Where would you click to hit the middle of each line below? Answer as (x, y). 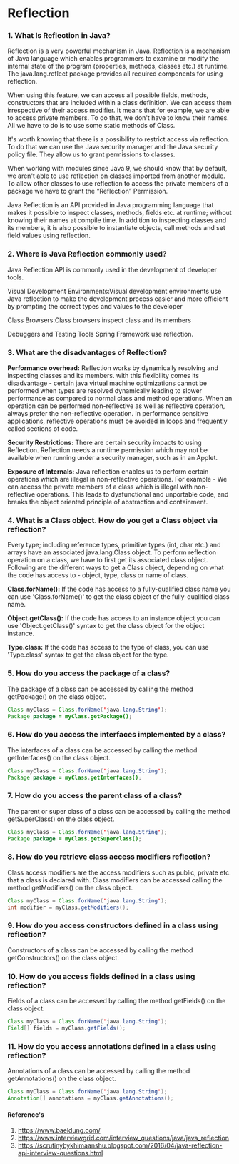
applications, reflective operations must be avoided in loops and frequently (117, 421)
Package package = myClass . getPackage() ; (70, 716)
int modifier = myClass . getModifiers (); (68, 907)
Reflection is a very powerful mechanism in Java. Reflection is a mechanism (119, 51)
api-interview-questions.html (60, 1153)
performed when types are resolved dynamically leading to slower (105, 391)
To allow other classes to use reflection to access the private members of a (118, 184)
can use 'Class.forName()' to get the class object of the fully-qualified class (118, 597)
